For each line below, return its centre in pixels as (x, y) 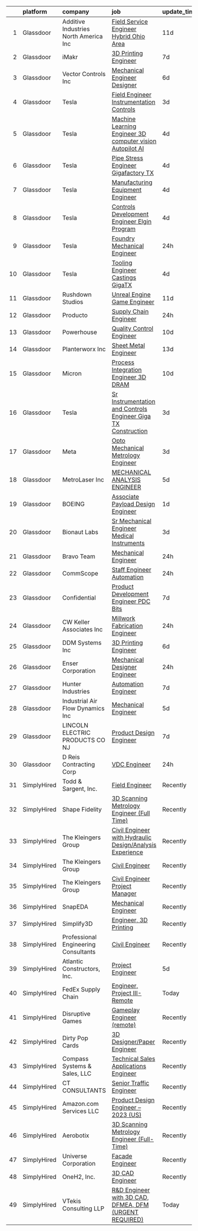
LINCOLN (75, 725)
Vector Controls (84, 74)
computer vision (134, 141)
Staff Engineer (131, 570)
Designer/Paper (133, 1042)
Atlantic (73, 961)
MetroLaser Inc (83, 479)
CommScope (80, 573)
